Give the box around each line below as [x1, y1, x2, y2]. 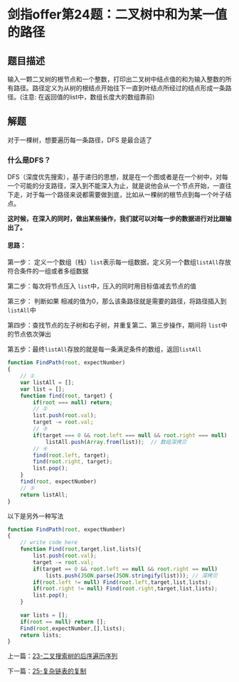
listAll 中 [7, 306, 37, 315]
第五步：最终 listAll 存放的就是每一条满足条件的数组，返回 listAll [7, 345, 202, 354]
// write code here [20, 539, 78, 546]
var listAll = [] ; [20, 379, 75, 386]
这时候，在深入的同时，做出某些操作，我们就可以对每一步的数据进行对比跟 [7, 215, 225, 223]
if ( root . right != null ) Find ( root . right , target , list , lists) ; [33, 585, 218, 592]
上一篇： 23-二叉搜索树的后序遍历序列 [7, 651, 118, 661]
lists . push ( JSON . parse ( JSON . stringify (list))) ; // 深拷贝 [45, 572, 218, 579]
